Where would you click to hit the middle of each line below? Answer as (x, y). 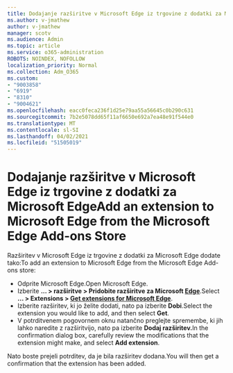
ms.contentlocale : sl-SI (43, 130)
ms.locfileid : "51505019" (44, 143)
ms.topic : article (34, 46)
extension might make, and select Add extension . (88, 343)
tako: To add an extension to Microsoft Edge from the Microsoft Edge (105, 263)
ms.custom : (23, 78)
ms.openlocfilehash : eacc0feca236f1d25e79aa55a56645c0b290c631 (101, 110)
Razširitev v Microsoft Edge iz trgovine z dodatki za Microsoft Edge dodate (114, 256)
